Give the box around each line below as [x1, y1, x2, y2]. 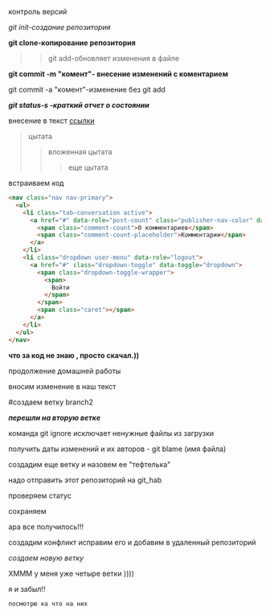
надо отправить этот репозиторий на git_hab [8, 474, 162, 485]
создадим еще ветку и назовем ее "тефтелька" [8, 459, 171, 469]
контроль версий [8, 7, 67, 16]
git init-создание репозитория [8, 23, 111, 31]
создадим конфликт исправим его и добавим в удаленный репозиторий [8, 537, 256, 547]
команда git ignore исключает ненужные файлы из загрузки [8, 428, 215, 437]
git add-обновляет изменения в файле [47, 54, 179, 63]
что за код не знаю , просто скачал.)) [8, 350, 139, 360]
